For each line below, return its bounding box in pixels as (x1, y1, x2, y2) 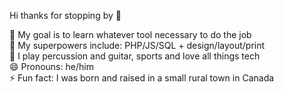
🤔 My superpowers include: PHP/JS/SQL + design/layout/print (9, 40, 266, 51)
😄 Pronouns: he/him (9, 61, 94, 72)
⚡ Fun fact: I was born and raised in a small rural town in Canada (9, 72, 275, 84)
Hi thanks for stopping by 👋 (9, 10, 122, 21)
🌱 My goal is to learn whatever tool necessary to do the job (9, 29, 252, 40)
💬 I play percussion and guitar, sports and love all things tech (9, 50, 261, 62)
